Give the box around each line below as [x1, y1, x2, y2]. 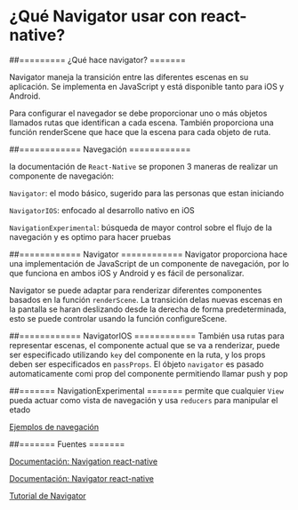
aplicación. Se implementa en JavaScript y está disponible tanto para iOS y [9, 81, 285, 92]
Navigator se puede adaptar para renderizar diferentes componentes [9, 284, 262, 295]
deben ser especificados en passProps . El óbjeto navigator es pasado [9, 358, 264, 370]
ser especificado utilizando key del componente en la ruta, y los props [9, 349, 266, 360]
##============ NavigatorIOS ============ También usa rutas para [9, 331, 285, 341]
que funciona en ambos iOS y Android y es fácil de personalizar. [9, 267, 245, 278]
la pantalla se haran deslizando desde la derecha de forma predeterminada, [9, 304, 287, 315]
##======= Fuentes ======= [9, 438, 125, 450]
